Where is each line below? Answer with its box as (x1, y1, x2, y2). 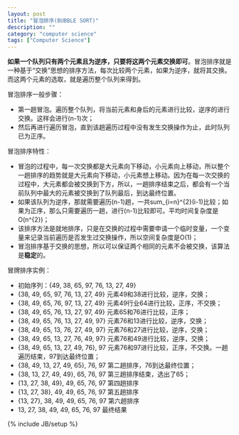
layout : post (7, 10, 46, 18)
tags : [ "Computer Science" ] (7, 37, 91, 44)
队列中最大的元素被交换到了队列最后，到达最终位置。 (23, 189, 180, 198)
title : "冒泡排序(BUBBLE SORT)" (7, 17, 100, 24)
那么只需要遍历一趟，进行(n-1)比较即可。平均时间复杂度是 (48, 207, 219, 215)
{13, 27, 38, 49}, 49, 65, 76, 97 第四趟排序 (17, 379, 139, 387)
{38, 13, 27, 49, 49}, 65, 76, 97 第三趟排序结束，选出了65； (17, 370, 191, 379)
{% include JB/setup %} (7, 420, 78, 429)
